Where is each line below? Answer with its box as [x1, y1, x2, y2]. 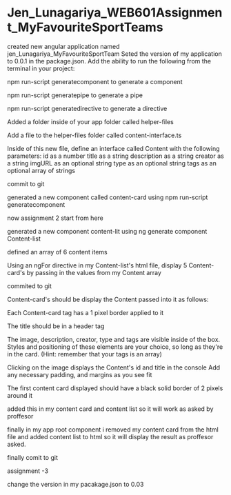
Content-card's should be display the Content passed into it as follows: [7, 295, 209, 303]
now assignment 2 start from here [7, 214, 103, 222]
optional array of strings [7, 166, 76, 174]
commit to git [7, 179, 45, 188]
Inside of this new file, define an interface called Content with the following [7, 144, 220, 152]
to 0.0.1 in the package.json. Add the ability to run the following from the [7, 57, 212, 65]
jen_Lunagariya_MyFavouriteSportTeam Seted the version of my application [7, 50, 222, 58]
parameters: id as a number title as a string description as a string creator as [7, 152, 224, 160]
